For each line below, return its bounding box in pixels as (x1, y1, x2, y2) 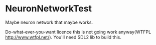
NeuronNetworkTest (5, 3, 92, 14)
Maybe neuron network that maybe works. (5, 19, 93, 25)
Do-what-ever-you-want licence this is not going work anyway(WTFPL (5, 29, 151, 35)
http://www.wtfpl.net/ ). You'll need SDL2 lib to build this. (5, 34, 121, 40)
